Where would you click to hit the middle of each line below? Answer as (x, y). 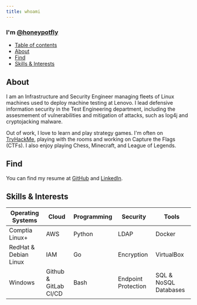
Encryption (133, 255)
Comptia (21, 230)
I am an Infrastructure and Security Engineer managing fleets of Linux (90, 96)
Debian (19, 255)
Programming (93, 217)
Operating (25, 213)
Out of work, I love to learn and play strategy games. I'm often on (84, 132)
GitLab (55, 286)
